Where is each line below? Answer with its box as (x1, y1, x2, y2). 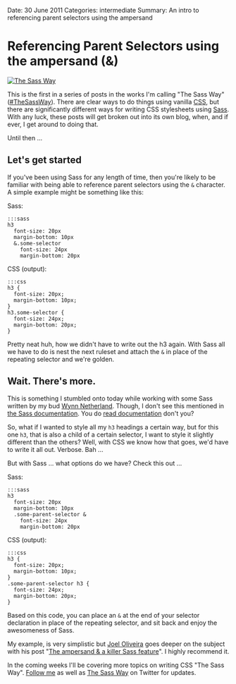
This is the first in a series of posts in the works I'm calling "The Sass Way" (7, 90, 225, 98)
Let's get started (7, 154, 82, 166)
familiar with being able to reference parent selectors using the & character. (7, 180, 225, 189)
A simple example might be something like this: (7, 188, 144, 196)
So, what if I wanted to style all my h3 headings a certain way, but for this (7, 422, 219, 431)
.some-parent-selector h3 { (7, 580, 90, 587)
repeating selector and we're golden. (7, 355, 115, 363)
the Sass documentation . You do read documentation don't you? (7, 409, 194, 417)
